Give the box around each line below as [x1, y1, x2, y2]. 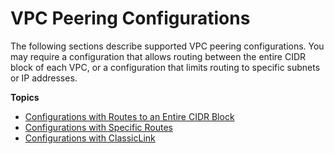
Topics [10, 91, 40, 103]
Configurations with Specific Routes [24, 121, 173, 133]
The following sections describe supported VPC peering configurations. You [10, 40, 325, 52]
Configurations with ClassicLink [24, 132, 156, 144]
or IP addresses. [10, 72, 78, 84]
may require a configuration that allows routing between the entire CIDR [10, 50, 307, 62]
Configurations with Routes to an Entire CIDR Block [24, 110, 235, 122]
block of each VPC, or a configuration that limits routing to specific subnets [10, 61, 321, 73]
